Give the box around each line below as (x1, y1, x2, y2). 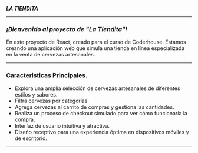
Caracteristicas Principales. (6, 71, 88, 79)
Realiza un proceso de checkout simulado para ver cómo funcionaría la (14, 109, 187, 117)
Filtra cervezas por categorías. (14, 97, 90, 104)
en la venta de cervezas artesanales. (6, 51, 95, 58)
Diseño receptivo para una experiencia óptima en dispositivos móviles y (14, 128, 190, 135)
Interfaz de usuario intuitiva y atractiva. (14, 122, 110, 129)
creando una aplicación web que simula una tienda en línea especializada (6, 45, 185, 52)
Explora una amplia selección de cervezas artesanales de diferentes (14, 85, 181, 92)
